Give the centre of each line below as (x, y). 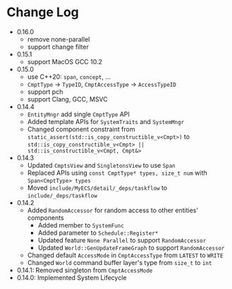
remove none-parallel (59, 39)
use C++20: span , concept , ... (69, 76)
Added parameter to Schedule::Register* (98, 233)
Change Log (43, 12)
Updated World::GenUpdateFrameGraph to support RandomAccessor (131, 247)
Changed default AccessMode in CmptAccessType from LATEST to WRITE (125, 255)
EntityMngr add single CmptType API (78, 114)
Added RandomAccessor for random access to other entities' (113, 210)
